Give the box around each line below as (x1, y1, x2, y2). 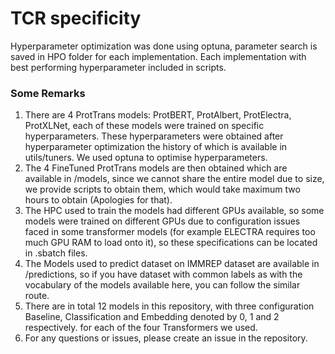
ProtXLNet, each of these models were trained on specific (24, 120, 265, 132)
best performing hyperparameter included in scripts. (10, 61, 227, 73)
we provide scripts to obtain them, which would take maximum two (24, 183, 301, 196)
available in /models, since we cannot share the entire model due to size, (24, 173, 325, 185)
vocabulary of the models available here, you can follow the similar (24, 279, 301, 291)
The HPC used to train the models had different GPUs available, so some (24, 205, 325, 217)
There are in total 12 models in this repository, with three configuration (24, 300, 315, 312)
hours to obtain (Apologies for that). (24, 194, 173, 206)
